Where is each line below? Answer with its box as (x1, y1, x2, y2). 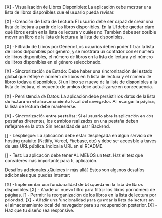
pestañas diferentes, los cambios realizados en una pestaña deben (5, 118, 139, 124)
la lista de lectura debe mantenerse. (5, 104, 76, 109)
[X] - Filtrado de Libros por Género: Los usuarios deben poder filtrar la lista (5, 44, 155, 49)
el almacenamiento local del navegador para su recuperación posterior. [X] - (5, 202, 157, 208)
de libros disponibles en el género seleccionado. (5, 59, 102, 65)
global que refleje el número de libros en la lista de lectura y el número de (5, 74, 151, 79)
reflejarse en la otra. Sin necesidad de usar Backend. (5, 123, 110, 129)
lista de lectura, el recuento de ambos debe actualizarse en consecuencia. (5, 84, 153, 89)
